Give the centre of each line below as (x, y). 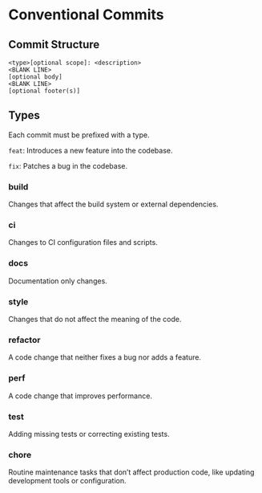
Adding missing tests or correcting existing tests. (89, 434)
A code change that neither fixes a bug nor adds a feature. (105, 357)
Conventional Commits (86, 15)
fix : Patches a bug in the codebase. (68, 165)
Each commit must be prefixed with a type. (79, 135)
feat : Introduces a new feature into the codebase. (91, 150)
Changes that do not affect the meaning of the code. (95, 319)
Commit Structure (54, 45)
